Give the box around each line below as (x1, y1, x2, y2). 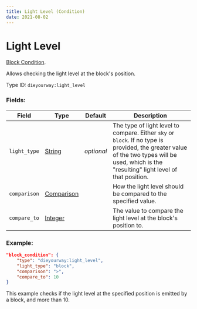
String (45, 147, 62, 155)
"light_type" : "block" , (16, 263, 75, 269)
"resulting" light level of (112, 165, 178, 173)
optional (84, 147, 107, 155)
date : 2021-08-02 (6, 14, 49, 20)
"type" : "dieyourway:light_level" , (16, 257, 104, 263)
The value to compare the (112, 206, 184, 214)
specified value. (112, 197, 157, 205)
